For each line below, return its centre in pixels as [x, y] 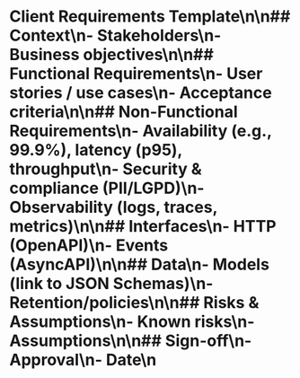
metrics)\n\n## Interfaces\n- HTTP [143, 227]
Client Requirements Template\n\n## [150, 17]
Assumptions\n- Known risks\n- [132, 322]
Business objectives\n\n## [111, 55]
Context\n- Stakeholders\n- [115, 35]
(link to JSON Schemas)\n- [111, 284]
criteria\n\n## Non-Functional [124, 112]
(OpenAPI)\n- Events [89, 246]
